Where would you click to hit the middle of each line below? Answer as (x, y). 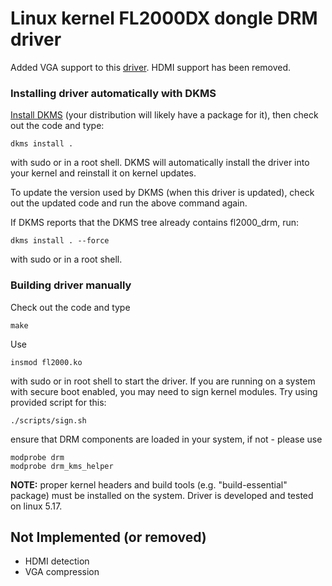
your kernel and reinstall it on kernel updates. (103, 173)
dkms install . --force (60, 241)
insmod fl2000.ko (46, 362)
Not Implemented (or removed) (108, 537)
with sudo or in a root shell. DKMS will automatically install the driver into (160, 163)
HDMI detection (57, 561)
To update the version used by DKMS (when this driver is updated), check (162, 193)
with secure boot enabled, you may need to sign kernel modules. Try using (164, 391)
